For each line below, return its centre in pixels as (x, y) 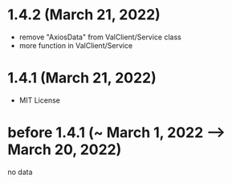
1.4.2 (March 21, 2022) (84, 15)
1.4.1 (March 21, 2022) (82, 78)
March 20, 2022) (65, 150)
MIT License (40, 100)
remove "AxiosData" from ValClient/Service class (100, 37)
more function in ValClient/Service (76, 45)
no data (20, 172)
